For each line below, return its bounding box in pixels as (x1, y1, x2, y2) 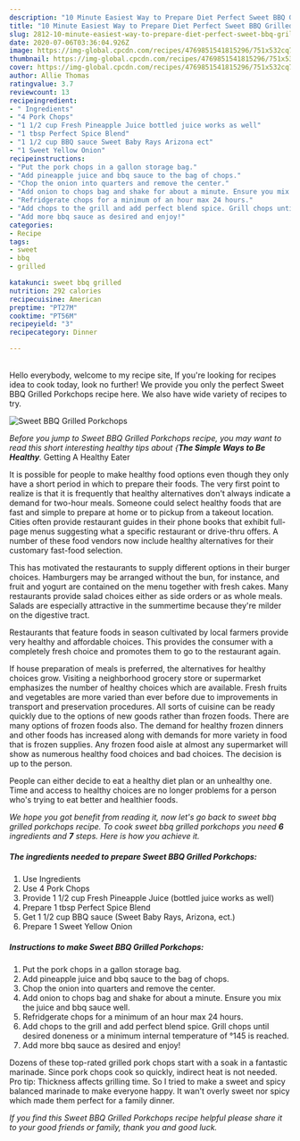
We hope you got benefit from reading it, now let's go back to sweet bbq (9, 812, 277, 822)
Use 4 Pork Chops (21, 883, 90, 894)
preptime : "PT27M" (9, 303, 78, 312)
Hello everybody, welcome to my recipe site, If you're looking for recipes (9, 370, 277, 380)
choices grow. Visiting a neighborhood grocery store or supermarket (9, 673, 262, 683)
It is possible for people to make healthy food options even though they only (9, 470, 289, 479)
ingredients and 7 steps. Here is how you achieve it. (9, 831, 200, 841)
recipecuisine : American (9, 295, 102, 304)
